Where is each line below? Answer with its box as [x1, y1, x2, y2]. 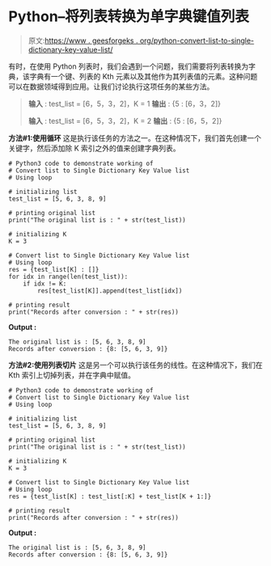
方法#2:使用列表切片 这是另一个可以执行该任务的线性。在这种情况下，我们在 [8, 360, 263, 370]
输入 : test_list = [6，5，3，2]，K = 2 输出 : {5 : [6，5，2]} [28, 116, 222, 125]
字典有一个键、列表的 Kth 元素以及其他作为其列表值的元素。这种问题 [29, 71, 258, 81]
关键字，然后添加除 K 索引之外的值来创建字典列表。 [8, 143, 180, 153]
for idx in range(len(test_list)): [8, 272, 129, 281]
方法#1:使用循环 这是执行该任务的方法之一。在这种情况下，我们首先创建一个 [8, 133, 261, 142]
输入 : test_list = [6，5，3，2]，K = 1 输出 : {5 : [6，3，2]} [28, 99, 221, 108]
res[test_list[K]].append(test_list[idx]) [37, 286, 183, 295]
